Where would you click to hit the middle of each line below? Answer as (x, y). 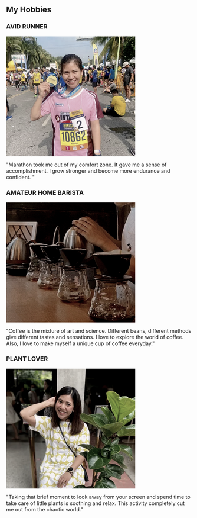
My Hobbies (29, 10)
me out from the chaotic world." (45, 510)
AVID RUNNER (27, 27)
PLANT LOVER (27, 359)
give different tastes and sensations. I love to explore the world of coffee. (95, 337)
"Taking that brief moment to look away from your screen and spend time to (98, 497)
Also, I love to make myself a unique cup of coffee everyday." (81, 343)
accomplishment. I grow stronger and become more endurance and (88, 171)
